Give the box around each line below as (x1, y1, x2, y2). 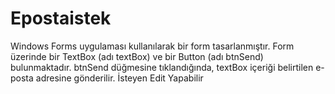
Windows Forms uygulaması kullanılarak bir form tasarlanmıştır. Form (10, 40, 295, 52)
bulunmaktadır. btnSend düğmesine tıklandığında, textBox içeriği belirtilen (10, 61, 314, 73)
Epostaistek (10, 7, 112, 30)
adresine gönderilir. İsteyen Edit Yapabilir (35, 72, 204, 84)
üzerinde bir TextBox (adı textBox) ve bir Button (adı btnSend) (10, 50, 264, 62)
